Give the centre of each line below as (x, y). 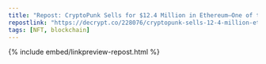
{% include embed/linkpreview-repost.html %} (84, 52)
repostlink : (28, 23)
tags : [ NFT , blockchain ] (49, 30)
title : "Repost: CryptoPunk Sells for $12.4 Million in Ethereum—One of (131, 15)
